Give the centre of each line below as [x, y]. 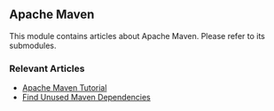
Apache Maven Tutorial [64, 88]
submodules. [33, 45]
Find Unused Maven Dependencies [86, 98]
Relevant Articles [47, 68]
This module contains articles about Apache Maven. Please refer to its [137, 36]
